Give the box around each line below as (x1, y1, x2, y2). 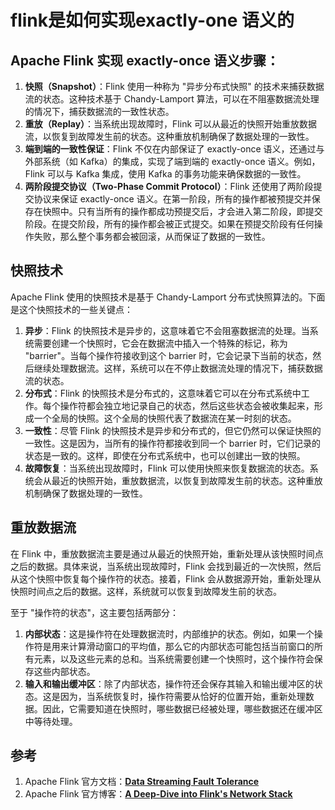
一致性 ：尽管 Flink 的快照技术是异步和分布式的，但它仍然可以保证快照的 (24, 424, 322, 436)
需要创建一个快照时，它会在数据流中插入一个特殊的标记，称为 (33, 337, 288, 349)
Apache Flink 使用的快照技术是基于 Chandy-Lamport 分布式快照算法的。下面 (10, 291, 326, 303)
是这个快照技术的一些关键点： (10, 303, 133, 315)
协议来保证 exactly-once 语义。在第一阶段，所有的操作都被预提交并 (33, 193, 312, 205)
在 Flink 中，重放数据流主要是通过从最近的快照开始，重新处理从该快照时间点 (10, 547, 324, 560)
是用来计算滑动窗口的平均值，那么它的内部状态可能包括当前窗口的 (42, 640, 315, 652)
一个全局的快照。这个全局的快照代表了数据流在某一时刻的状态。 (33, 412, 297, 424)
